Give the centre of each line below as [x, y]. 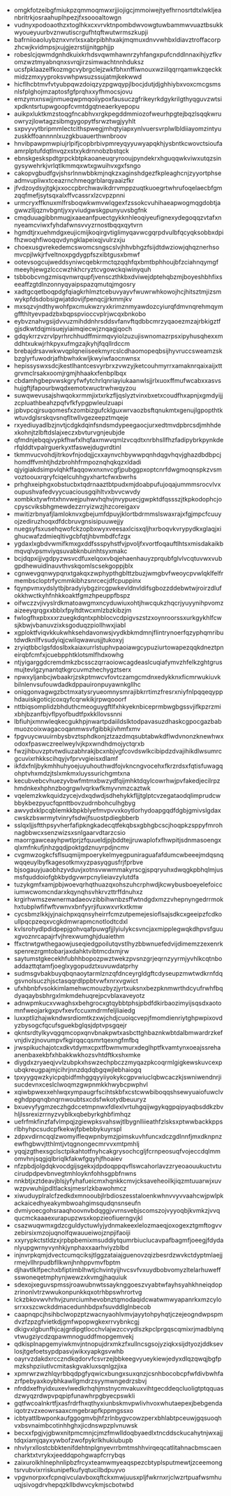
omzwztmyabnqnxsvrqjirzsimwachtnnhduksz [79, 62]
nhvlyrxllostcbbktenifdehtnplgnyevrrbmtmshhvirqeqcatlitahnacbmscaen [118, 1448]
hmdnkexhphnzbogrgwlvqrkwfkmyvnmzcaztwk [82, 788]
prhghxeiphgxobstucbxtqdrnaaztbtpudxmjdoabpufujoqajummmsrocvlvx [117, 484]
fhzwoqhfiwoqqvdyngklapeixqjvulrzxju [69, 240]
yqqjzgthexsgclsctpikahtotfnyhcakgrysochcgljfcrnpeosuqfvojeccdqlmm [117, 1151]
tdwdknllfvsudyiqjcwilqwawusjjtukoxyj [69, 640]
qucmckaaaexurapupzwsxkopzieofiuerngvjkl [78, 1218]
